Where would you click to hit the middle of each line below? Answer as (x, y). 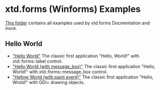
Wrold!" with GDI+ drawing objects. (48, 82)
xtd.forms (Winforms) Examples (73, 9)
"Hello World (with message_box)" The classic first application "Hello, (84, 66)
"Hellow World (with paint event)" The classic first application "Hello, (83, 77)
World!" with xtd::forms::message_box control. (60, 72)
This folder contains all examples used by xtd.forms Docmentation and (78, 23)
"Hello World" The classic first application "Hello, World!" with (76, 56)
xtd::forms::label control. (38, 61)
